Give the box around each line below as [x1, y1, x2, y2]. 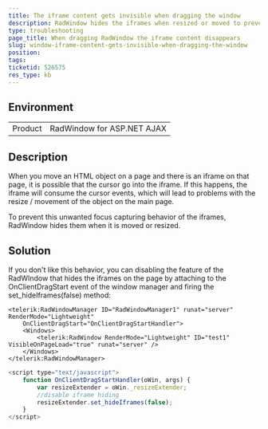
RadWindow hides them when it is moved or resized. [8, 221, 181, 230]
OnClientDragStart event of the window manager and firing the [8, 282, 215, 292]
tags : [8, 57, 26, 65]
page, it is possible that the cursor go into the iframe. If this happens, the [8, 180, 247, 190]
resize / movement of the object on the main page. [8, 197, 175, 207]
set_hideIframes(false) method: [8, 290, 112, 300]
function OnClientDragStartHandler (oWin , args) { [22, 376, 191, 384]
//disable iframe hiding [37, 391, 120, 399]
